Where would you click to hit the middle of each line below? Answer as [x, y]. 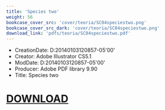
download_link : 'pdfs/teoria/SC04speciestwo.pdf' [69, 34]
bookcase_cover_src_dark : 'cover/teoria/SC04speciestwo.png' [83, 28]
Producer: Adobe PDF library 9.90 [56, 69]
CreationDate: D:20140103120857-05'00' [65, 50]
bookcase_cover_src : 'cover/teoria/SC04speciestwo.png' [76, 22]
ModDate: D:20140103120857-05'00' [60, 63]
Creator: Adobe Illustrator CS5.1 [53, 56]
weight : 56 [20, 17]
